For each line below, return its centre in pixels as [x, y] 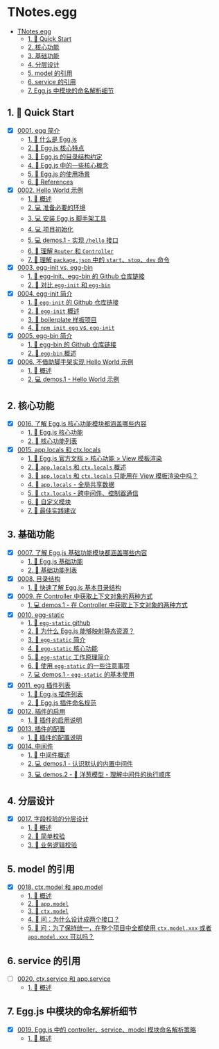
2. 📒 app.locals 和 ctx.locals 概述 [77, 467]
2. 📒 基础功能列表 [52, 570]
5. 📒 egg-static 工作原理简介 [69, 657]
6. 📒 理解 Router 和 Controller [71, 250]
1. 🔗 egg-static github [59, 623]
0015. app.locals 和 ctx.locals [59, 450]
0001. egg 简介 [38, 130]
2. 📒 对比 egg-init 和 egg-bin [69, 285]
